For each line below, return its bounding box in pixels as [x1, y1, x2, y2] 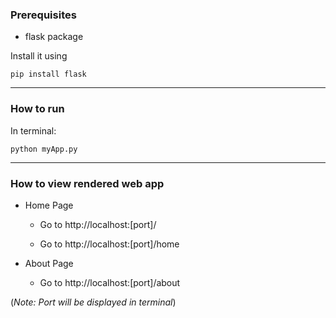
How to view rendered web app [10, 176, 165, 190]
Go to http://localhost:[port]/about [39, 276, 181, 288]
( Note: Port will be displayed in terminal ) [10, 296, 177, 308]
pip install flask [10, 69, 87, 80]
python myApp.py [10, 144, 78, 154]
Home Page [24, 199, 74, 211]
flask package [24, 31, 84, 43]
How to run [10, 102, 65, 116]
